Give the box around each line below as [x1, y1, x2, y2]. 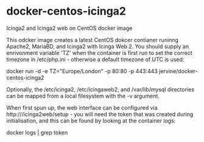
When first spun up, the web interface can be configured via [6, 104, 158, 111]
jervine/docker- [159, 67, 198, 74]
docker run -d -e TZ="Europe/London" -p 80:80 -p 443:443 [6, 67, 158, 74]
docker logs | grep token [6, 129, 68, 136]
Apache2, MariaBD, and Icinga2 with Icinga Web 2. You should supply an [6, 43, 189, 50]
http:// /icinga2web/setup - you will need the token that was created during [6, 110, 194, 118]
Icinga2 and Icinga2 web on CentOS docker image [6, 24, 133, 32]
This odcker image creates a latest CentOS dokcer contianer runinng [6, 36, 178, 43]
